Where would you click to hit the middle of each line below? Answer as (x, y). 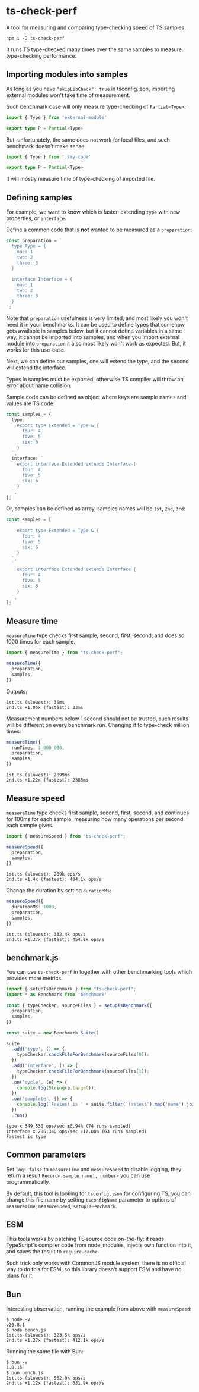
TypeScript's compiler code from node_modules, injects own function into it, (99, 1245)
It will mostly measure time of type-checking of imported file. (81, 179)
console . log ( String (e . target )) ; (57, 1088)
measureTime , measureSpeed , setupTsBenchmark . (62, 1206)
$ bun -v (17, 1363)
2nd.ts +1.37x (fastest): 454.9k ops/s (55, 939)
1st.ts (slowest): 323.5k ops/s (46, 1335)
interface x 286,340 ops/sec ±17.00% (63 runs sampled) (76, 1131)
